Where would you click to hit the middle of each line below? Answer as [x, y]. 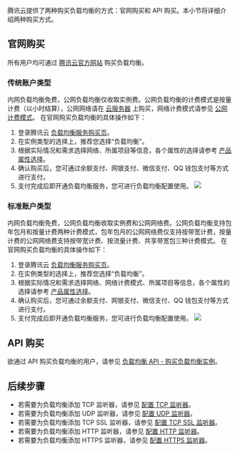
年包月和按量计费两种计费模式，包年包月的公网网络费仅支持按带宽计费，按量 [119, 232]
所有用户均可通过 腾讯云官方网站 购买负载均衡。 [78, 62]
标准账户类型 [30, 207]
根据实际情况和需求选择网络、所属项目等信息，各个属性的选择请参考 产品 [124, 150]
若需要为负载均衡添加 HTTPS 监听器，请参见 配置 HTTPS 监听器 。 [115, 440]
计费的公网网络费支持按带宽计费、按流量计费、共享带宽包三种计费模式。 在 [117, 241]
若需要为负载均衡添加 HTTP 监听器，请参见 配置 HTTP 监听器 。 [111, 431]
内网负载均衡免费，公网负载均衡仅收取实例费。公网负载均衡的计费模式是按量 [119, 100]
